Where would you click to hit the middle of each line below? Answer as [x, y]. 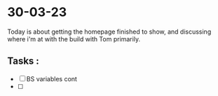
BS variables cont [52, 78]
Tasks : [23, 61]
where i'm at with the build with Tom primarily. [74, 39]
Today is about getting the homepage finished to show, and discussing [109, 32]
